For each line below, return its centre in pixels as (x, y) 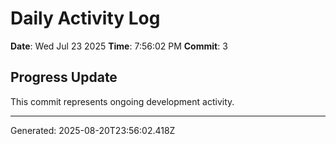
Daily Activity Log (85, 18)
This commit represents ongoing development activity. (122, 101)
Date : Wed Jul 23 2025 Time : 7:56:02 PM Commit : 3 (119, 46)
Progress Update (64, 77)
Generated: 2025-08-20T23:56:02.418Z (93, 130)
